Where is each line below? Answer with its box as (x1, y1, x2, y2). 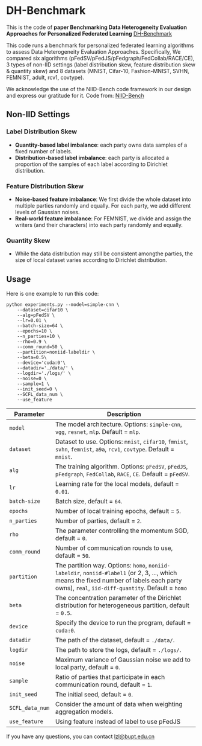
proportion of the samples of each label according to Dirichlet (14, 161, 168, 168)
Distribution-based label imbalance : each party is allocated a (14, 154, 170, 161)
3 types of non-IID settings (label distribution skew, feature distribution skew (6, 61, 195, 68)
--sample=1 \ (17, 381, 50, 387)
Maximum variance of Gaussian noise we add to (55, 655, 191, 664)
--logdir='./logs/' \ (17, 371, 71, 377)
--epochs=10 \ (17, 328, 52, 334)
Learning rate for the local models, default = (55, 480, 179, 488)
